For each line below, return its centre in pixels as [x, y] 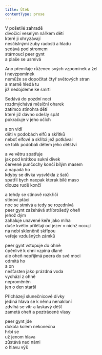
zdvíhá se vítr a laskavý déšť [34, 306]
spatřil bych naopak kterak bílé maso [42, 180]
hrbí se [12, 332]
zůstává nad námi [23, 342]
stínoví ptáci [17, 199]
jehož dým [16, 215]
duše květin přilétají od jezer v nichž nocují [48, 225]
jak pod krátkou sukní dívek [33, 159]
